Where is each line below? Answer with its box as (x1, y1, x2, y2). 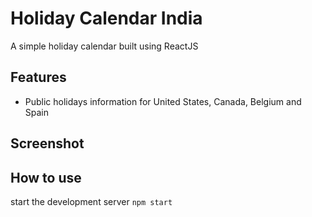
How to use (10, 169, 82, 186)
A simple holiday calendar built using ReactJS (10, 40, 199, 52)
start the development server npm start (10, 195, 173, 207)
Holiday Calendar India (10, 7, 203, 30)
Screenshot (10, 135, 85, 152)
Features (10, 69, 67, 86)
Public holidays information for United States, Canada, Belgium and (24, 95, 302, 107)
